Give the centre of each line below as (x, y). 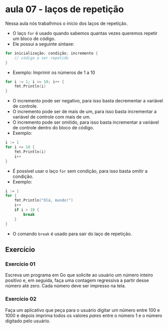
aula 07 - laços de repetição (65, 9)
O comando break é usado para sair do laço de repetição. (72, 234)
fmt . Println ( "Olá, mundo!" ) (44, 200)
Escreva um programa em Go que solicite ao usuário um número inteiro (79, 275)
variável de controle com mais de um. (51, 117)
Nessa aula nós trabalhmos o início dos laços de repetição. (66, 23)
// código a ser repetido (42, 58)
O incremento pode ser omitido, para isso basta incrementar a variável (86, 122)
